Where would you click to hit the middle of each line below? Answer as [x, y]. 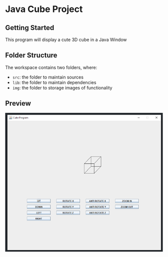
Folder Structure [31, 55]
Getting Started [30, 28]
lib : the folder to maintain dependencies [54, 82]
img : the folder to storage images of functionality [62, 87]
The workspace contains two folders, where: [51, 67]
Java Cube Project [44, 9]
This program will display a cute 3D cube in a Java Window [66, 39]
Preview [18, 103]
